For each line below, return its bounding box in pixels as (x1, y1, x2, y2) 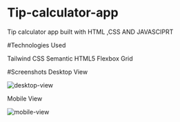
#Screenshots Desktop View (7, 68, 88, 76)
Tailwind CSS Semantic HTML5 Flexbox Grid (7, 54, 133, 63)
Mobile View (7, 94, 43, 103)
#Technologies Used (7, 41, 66, 49)
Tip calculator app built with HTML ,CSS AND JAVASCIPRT (7, 28, 174, 36)
